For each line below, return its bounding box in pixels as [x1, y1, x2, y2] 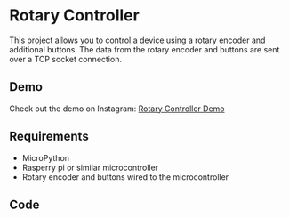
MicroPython [21, 152, 69, 163]
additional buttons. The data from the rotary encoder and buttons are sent [9, 44, 280, 54]
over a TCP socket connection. [9, 53, 123, 64]
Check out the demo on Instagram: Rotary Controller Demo [9, 103, 225, 114]
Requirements [9, 129, 89, 144]
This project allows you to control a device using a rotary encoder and [9, 35, 266, 45]
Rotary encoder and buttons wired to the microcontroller [21, 171, 229, 182]
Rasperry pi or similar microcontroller [21, 162, 158, 173]
